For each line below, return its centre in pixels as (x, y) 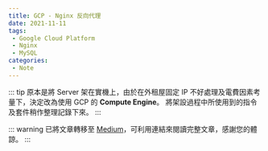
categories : (28, 61)
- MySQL (25, 53)
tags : (17, 31)
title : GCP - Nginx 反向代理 (55, 16)
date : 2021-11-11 (37, 23)
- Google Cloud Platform (53, 38)
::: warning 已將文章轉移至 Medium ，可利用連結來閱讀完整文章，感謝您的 (130, 129)
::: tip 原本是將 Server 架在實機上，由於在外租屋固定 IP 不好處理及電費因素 (131, 92)
